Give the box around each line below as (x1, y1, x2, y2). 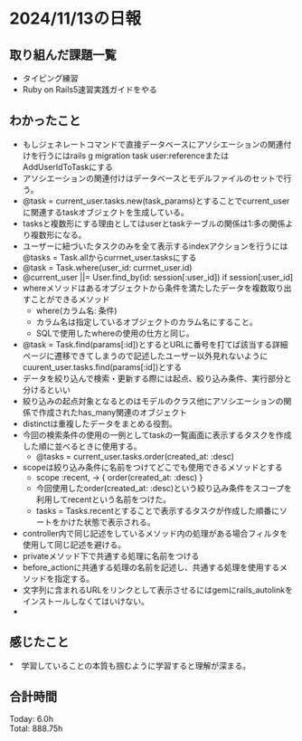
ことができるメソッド (30, 293, 110, 304)
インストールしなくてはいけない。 (22, 595, 149, 606)
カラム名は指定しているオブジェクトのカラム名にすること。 (35, 316, 258, 327)
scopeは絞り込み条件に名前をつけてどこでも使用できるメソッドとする (22, 461, 283, 472)
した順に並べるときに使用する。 (22, 441, 142, 451)
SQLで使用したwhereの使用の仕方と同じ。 (35, 328, 194, 338)
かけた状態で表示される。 (60, 517, 156, 527)
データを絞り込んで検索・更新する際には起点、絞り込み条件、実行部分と (22, 373, 292, 384)
